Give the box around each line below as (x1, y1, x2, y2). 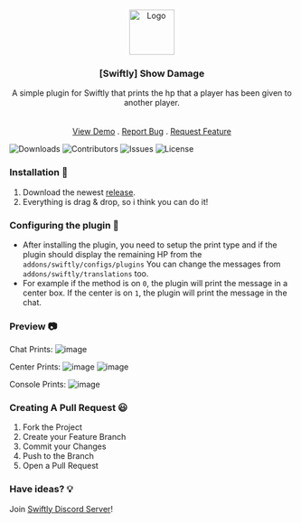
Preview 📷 (9, 320, 58, 332)
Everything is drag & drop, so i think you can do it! (22, 196, 209, 207)
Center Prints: (9, 361, 61, 372)
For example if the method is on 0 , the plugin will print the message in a (22, 277, 288, 288)
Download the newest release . (22, 186, 136, 198)
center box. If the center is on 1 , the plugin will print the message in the (22, 287, 287, 298)
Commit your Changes (22, 441, 107, 452)
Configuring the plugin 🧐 (9, 219, 119, 231)
